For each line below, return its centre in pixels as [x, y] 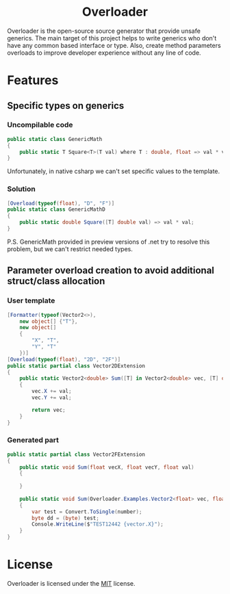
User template [31, 300]
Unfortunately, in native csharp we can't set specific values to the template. [114, 171]
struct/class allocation [56, 281]
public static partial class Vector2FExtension [76, 454]
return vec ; [49, 410]
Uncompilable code [40, 125]
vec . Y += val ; [52, 398]
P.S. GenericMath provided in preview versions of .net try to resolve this [108, 242]
